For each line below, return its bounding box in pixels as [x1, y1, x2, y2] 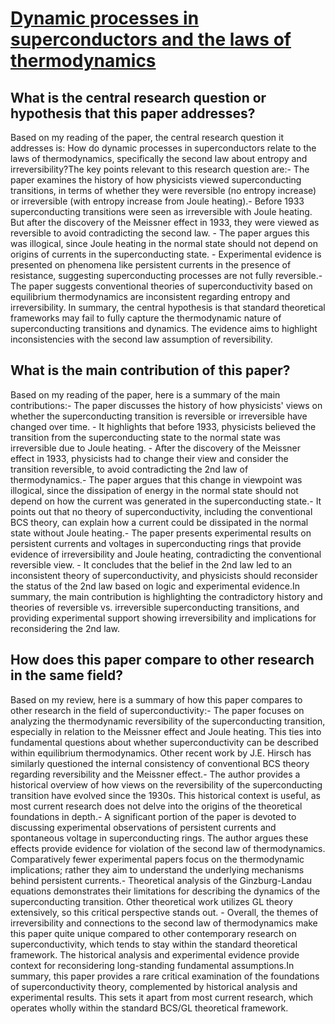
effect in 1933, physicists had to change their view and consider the [10, 452, 289, 464]
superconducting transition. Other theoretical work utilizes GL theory [10, 895, 293, 907]
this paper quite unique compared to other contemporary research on [10, 927, 297, 939]
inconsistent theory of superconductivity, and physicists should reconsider [10, 569, 318, 581]
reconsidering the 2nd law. [10, 622, 120, 634]
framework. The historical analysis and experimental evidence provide [10, 948, 300, 961]
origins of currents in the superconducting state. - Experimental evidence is [10, 248, 322, 260]
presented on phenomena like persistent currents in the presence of [10, 259, 292, 271]
